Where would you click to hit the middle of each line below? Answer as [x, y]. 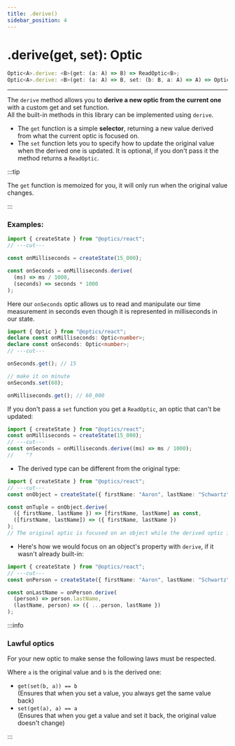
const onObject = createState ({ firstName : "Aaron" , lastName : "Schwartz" [119, 495]
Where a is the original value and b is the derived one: [85, 672]
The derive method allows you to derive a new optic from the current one [114, 100]
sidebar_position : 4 [37, 20]
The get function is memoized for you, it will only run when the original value [117, 186]
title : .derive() [33, 14]
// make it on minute [39, 376]
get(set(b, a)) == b [47, 686]
